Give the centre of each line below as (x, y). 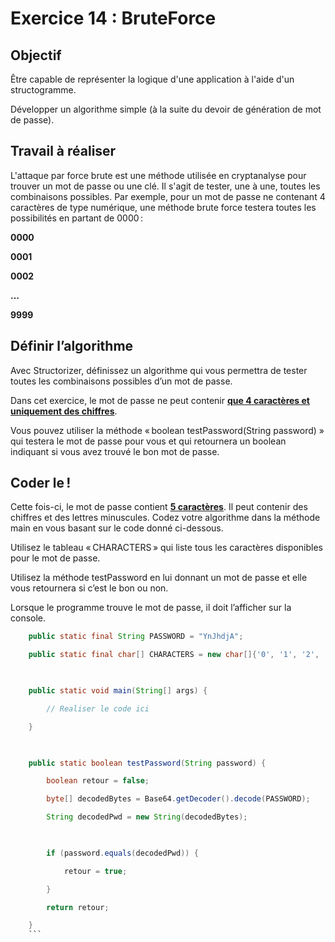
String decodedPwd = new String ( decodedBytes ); (147, 817)
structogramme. (43, 90)
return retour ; (78, 907)
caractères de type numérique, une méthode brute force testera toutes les (163, 207)
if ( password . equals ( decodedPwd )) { (122, 853)
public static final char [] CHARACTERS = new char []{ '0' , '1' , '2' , (174, 655)
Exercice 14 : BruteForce (113, 18)
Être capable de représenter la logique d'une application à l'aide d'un (152, 79)
